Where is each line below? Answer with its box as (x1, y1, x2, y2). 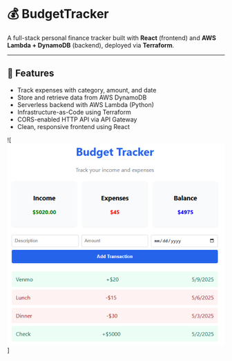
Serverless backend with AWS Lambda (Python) (17, 100, 154, 108)
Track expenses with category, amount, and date (17, 86, 157, 94)
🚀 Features (7, 68, 55, 79)
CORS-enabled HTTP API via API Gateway (17, 115, 137, 124)
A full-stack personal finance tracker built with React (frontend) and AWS (7, 33, 216, 42)
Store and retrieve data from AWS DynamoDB (17, 93, 147, 101)
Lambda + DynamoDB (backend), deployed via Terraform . (7, 41, 175, 49)
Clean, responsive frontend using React (17, 122, 130, 130)
